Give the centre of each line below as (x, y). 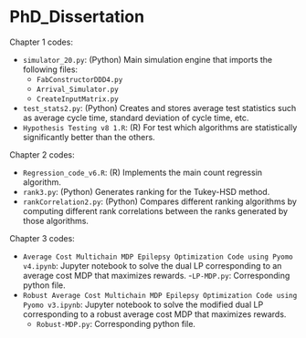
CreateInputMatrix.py (77, 99)
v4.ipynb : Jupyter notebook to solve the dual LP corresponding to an (152, 265)
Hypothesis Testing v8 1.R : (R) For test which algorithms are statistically (160, 127)
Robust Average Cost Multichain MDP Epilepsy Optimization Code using (160, 295)
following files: (50, 69)
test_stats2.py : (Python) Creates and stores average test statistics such (159, 108)
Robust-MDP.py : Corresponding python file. (116, 323)
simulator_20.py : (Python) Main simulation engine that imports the (148, 59)
